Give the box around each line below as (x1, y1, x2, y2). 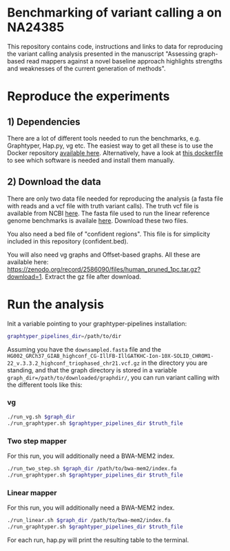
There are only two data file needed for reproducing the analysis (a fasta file (7, 194, 224, 203)
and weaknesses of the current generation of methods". (7, 64, 167, 72)
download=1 (7, 272, 42, 281)
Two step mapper (7, 436, 67, 445)
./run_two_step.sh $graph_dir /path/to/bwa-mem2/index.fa (7, 465, 177, 472)
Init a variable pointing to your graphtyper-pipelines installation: (7, 319, 187, 328)
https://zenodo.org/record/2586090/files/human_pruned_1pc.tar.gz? (7, 265, 201, 273)
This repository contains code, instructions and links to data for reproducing (7, 42, 223, 50)
